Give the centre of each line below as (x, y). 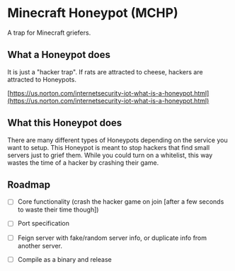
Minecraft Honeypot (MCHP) (93, 13)
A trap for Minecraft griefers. (49, 33)
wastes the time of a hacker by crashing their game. (83, 162)
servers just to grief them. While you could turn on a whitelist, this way (110, 155)
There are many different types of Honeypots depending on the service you (117, 140)
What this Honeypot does (65, 123)
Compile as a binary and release (64, 259)
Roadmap (29, 184)
